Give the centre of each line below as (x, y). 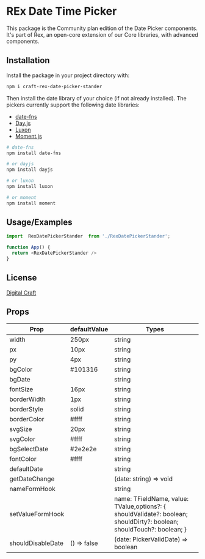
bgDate (20, 379)
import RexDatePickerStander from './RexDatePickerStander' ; (88, 236)
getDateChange (32, 479)
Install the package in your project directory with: (68, 75)
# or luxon (20, 181)
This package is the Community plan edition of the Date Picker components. (102, 28)
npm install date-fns (34, 153)
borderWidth (27, 399)
